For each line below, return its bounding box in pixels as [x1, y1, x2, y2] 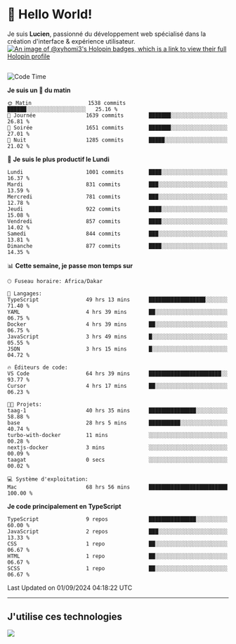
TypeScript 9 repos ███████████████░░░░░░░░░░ [7, 516, 228, 523]
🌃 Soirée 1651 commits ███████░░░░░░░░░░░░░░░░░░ [7, 125, 228, 132]
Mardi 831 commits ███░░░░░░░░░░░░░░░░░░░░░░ [7, 181, 228, 189]
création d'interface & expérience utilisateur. [7, 37, 136, 45]
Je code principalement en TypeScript [7, 503, 122, 511]
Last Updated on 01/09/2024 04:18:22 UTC [7, 583, 133, 592]
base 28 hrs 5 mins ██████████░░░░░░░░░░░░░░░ [7, 419, 228, 427]
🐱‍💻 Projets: [7, 401, 42, 408]
